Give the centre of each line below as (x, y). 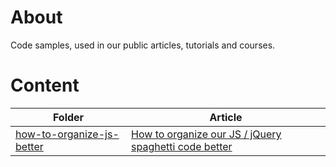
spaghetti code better (182, 146)
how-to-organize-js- (67, 134)
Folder (68, 117)
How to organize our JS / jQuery (206, 134)
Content (45, 85)
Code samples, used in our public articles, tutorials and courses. (143, 45)
